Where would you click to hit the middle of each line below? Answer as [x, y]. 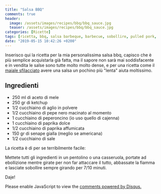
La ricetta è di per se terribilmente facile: [45, 148]
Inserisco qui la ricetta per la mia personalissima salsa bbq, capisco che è [78, 55]
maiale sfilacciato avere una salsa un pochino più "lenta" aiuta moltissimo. [79, 70]
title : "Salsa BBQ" [25, 9]
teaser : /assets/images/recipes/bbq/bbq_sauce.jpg [61, 28]
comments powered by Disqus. [110, 186]
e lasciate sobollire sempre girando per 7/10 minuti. [56, 167]
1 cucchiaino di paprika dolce [41, 123]
